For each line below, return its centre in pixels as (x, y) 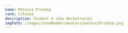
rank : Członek (20, 14)
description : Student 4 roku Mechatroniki (49, 18)
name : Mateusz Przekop (28, 9)
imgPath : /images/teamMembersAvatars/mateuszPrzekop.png (64, 23)
